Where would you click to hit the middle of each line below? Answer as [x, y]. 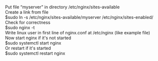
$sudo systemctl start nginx [33, 43]
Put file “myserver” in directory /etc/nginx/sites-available [62, 7]
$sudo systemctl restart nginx [35, 53]
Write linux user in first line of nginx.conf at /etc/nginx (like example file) [78, 33]
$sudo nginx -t [20, 28]
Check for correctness [28, 22]
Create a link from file [27, 12]
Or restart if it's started [28, 48]
